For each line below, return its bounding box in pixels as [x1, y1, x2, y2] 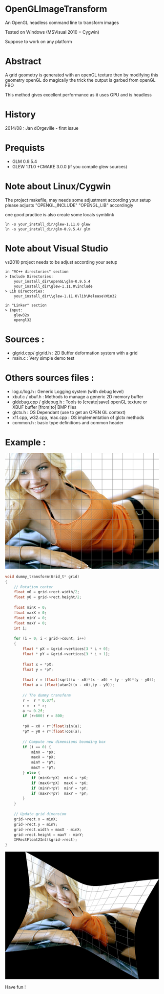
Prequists [5, 142, 45, 153]
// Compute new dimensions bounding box [22, 739, 106, 744]
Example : [5, 437, 46, 448]
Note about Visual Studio [5, 243, 108, 254]
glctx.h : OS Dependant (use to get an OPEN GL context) [12, 409, 126, 415]
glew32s [14, 312, 29, 318]
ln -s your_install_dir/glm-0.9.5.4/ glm [5, 227, 91, 231]
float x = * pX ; [22, 662, 54, 667]
